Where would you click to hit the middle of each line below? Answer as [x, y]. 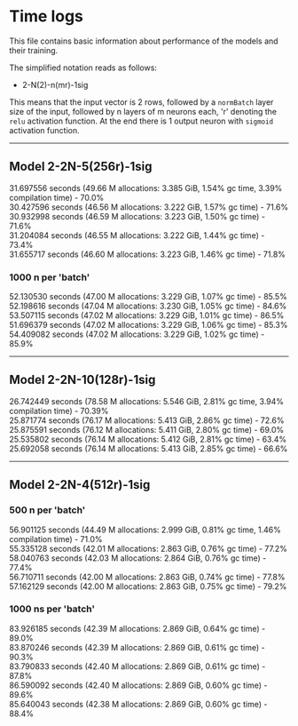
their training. [34, 50]
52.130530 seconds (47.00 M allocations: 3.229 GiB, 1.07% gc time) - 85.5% [149, 297]
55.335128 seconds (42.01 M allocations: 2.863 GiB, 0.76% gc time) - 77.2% [149, 548]
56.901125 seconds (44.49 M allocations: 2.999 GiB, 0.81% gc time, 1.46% [145, 530]
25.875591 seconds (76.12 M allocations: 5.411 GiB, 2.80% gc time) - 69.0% [147, 429]
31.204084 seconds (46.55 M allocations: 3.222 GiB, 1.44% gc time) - [137, 235]
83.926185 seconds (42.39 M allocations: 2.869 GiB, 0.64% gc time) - [137, 628]
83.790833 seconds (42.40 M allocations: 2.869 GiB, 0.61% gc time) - [137, 666]
